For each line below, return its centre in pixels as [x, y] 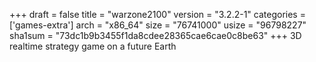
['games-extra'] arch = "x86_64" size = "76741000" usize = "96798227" [158, 25]
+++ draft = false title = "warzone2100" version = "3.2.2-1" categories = [157, 14]
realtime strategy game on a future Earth [93, 46]
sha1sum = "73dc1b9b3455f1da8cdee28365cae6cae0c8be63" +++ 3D [155, 35]
